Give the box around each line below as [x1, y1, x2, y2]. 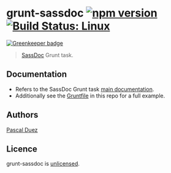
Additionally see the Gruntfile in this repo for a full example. [15, 92, 165, 99]
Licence [6, 144, 38, 154]
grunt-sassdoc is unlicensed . [6, 160, 80, 167]
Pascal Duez [6, 126, 38, 133]
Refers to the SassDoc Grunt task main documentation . [15, 85, 154, 93]
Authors [6, 110, 39, 120]
